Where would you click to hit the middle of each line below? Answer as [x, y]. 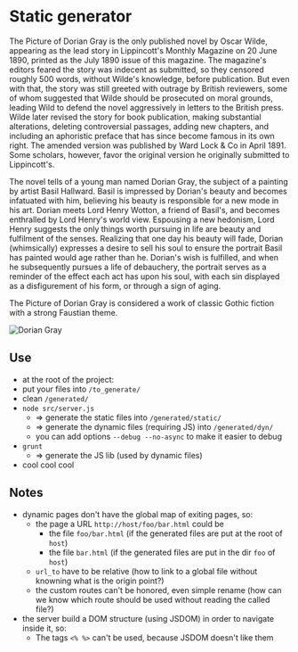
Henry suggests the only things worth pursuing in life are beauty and [135, 228]
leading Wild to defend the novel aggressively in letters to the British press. [147, 107]
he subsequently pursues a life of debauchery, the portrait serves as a [138, 267]
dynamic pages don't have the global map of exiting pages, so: [137, 514]
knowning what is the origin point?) [100, 581]
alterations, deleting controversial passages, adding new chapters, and [139, 126]
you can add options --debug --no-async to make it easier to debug [159, 436]
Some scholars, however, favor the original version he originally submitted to [149, 154]
